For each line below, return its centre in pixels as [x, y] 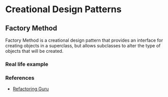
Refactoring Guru [31, 89]
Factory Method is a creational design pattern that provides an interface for [84, 40]
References [20, 78]
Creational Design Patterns [63, 9]
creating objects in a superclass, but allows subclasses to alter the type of [83, 46]
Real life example [27, 64]
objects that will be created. [34, 51]
